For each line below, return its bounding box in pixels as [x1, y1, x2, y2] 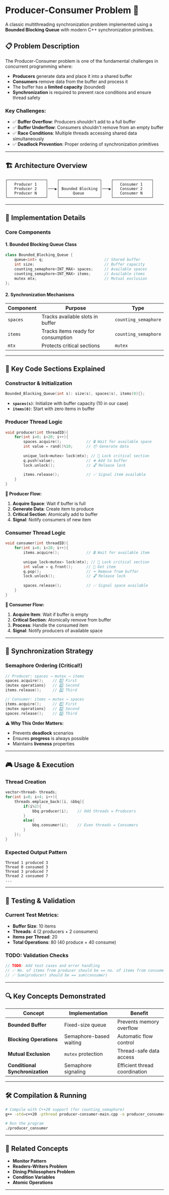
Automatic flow [117, 1033, 153, 1040]
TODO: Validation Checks [5, 952, 69, 959]
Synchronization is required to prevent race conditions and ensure [12, 89, 152, 95]
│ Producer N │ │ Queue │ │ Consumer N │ [5, 191, 154, 196]
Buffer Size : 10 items [12, 923, 56, 929]
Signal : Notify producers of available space [12, 627, 103, 634]
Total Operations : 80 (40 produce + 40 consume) [12, 939, 117, 945]
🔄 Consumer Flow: [5, 601, 44, 607]
